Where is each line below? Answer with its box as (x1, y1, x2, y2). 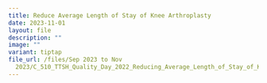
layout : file (8, 26, 52, 34)
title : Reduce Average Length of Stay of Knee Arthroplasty (8, 11, 212, 20)
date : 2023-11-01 (8, 19, 66, 27)
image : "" (8, 41, 41, 49)
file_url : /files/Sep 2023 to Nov (8, 56, 123, 64)
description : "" (8, 33, 62, 42)
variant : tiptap (8, 48, 62, 56)
